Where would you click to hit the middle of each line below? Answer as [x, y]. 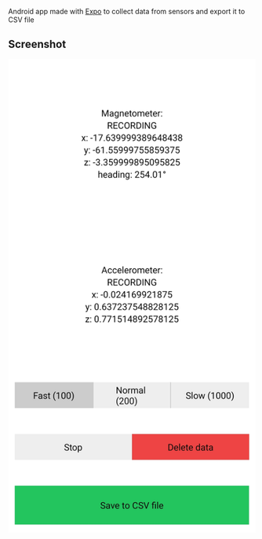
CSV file [21, 20]
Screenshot [37, 44]
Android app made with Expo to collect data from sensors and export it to [127, 11]
